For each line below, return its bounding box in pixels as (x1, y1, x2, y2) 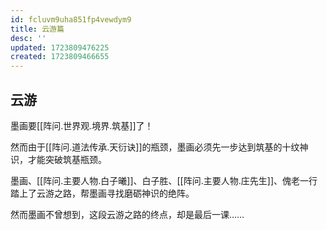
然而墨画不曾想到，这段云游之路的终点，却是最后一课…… (10, 208, 245, 220)
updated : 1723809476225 (10, 42, 110, 53)
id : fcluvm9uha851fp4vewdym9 (10, 14, 132, 25)
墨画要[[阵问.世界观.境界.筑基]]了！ (10, 119, 154, 131)
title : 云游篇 (10, 24, 65, 34)
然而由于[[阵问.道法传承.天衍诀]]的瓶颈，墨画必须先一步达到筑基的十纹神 (10, 141, 309, 153)
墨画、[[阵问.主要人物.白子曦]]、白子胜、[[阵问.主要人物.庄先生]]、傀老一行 (10, 174, 318, 186)
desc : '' (10, 33, 47, 43)
